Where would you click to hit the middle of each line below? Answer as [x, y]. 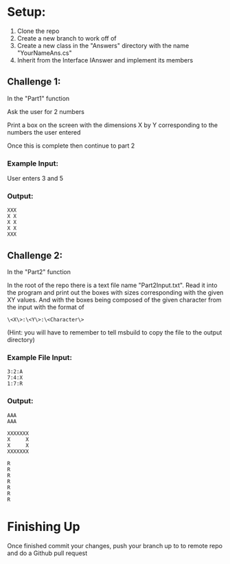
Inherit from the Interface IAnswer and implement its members [105, 60]
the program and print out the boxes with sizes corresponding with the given [115, 293]
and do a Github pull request [47, 553]
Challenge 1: [34, 82]
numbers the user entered [44, 132]
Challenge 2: [35, 255]
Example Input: [33, 163]
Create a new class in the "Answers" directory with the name [103, 45]
